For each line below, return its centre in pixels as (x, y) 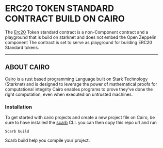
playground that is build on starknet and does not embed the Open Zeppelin (81, 37)
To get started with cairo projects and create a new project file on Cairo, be (80, 118)
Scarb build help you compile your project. (48, 140)
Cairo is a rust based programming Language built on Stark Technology (76, 79)
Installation (19, 107)
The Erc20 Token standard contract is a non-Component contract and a (77, 32)
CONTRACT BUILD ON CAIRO (65, 19)
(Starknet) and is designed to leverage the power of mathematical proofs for (81, 84)
